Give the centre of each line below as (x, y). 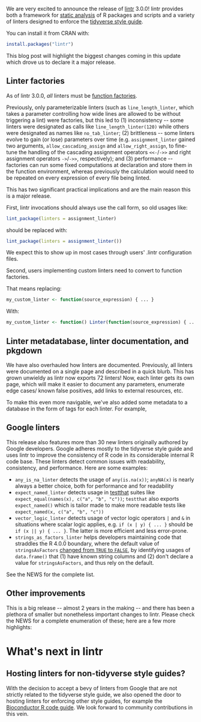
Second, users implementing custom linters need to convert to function (94, 271)
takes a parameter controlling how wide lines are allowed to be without (94, 113)
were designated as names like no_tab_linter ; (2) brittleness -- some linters (100, 133)
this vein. (17, 714)
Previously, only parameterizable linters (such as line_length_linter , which (100, 107)
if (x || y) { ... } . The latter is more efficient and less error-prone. (101, 530)
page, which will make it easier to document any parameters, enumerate (95, 384)
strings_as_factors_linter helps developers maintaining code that (98, 537)
